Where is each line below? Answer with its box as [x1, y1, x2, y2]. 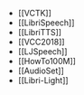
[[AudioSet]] [17, 65, 65, 76]
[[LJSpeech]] [17, 46, 68, 57]
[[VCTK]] [17, 8, 52, 18]
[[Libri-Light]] [17, 75, 70, 85]
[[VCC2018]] [17, 36, 65, 47]
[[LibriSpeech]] [17, 17, 75, 28]
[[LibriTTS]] [17, 27, 61, 37]
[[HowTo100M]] [17, 56, 77, 66]
